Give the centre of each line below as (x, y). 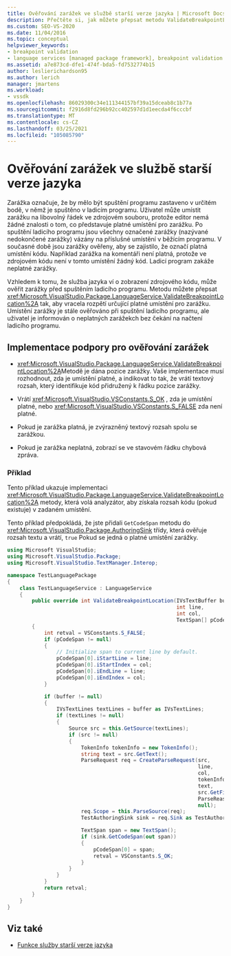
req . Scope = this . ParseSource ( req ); (133, 812)
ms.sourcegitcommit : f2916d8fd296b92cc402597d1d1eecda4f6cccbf (100, 109)
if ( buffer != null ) (73, 696)
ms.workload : (26, 90)
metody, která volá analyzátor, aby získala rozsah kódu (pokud (129, 502)
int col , (189, 614)
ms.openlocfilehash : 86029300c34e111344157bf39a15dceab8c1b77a (100, 103)
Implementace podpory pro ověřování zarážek (108, 347)
